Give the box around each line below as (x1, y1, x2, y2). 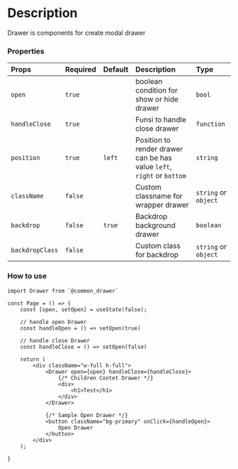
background (135, 220, 176, 230)
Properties (7, 46, 45, 56)
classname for (135, 191, 183, 201)
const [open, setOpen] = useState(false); (20, 306, 147, 313)
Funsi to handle (135, 115, 186, 125)
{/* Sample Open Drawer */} (45, 411, 129, 419)
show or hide (135, 95, 179, 104)
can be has (135, 153, 172, 163)
